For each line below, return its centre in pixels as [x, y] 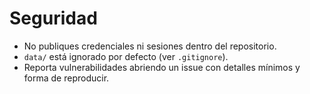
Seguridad [53, 18]
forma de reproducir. [66, 78]
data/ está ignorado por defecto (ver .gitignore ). [126, 56]
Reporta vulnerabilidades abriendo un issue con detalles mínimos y [162, 67]
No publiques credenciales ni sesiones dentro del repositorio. [150, 46]
